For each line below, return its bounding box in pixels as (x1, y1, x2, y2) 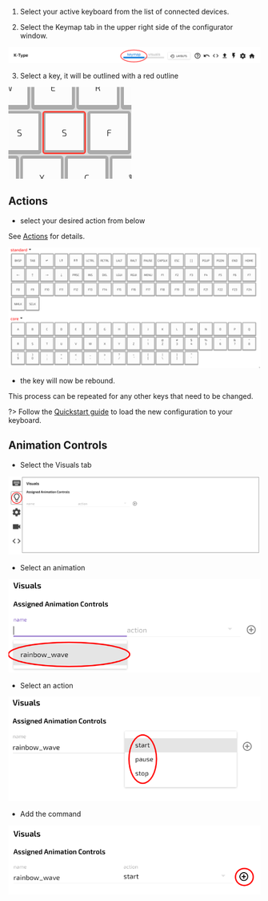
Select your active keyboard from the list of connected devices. (19, 7, 230, 16)
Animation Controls (8, 439, 108, 453)
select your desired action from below (19, 216, 146, 225)
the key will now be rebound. (19, 375, 116, 385)
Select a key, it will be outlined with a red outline (19, 71, 179, 80)
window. (19, 31, 48, 40)
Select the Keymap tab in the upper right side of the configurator (19, 22, 234, 31)
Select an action (19, 681, 74, 691)
